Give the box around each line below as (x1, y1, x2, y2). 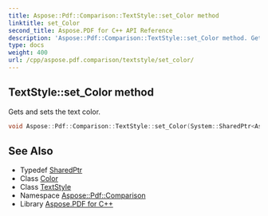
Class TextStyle (19, 183, 72, 192)
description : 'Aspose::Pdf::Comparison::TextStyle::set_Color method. (8, 33, 248, 42)
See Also (8, 144, 53, 158)
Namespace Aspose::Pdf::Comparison (19, 190, 146, 200)
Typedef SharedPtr (19, 165, 83, 175)
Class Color (19, 174, 58, 183)
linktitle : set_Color (8, 19, 81, 27)
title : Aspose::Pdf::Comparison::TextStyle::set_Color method (8, 11, 219, 20)
